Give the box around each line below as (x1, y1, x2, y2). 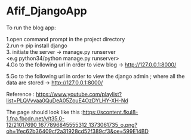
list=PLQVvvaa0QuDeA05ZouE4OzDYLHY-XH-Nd (6, 97, 128, 104)
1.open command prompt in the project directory (6, 35, 125, 42)
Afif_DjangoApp (6, 4, 88, 18)
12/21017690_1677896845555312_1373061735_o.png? (6, 121, 138, 128)
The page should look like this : (6, 108, 83, 115)
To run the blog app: (6, 24, 56, 31)
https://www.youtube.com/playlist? (35, 90, 122, 98)
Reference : (6, 90, 35, 98)
